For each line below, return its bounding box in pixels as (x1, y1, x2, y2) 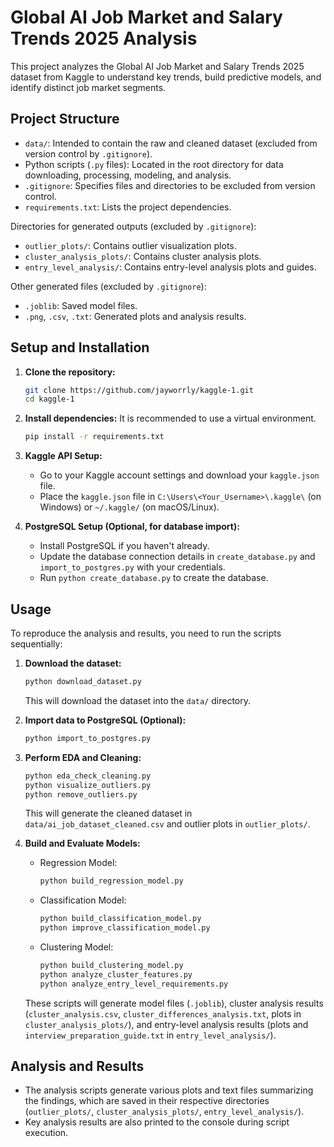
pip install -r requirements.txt (24, 432, 165, 442)
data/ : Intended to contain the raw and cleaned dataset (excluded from (24, 137, 318, 149)
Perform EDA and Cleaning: (24, 751, 142, 763)
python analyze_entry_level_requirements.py (39, 979, 229, 989)
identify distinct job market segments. (10, 81, 167, 93)
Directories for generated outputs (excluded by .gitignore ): (10, 220, 257, 232)
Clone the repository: (24, 366, 116, 378)
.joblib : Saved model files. (24, 299, 138, 311)
